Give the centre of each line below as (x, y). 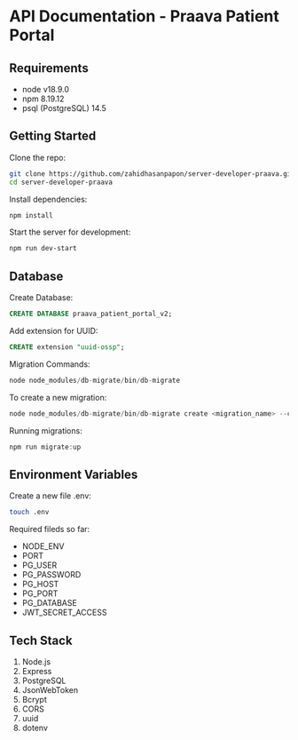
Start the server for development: (70, 232)
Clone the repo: (38, 157)
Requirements (49, 68)
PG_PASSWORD (51, 575)
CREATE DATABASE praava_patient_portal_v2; (91, 314)
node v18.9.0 (45, 89)
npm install (31, 215)
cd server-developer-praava (61, 182)
